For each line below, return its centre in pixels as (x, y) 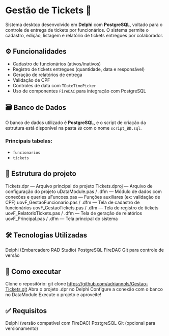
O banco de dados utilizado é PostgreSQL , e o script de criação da (76, 123)
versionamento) (22, 328)
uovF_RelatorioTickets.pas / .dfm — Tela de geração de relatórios (74, 213)
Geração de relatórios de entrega (47, 75)
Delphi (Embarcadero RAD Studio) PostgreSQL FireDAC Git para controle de (85, 250)
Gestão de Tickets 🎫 (48, 10)
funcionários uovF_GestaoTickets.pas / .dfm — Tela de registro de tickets (82, 208)
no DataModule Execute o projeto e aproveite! (53, 295)
